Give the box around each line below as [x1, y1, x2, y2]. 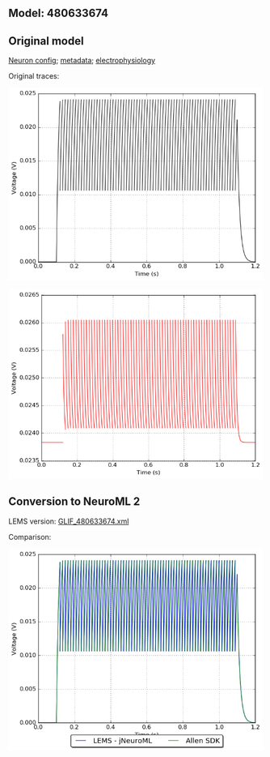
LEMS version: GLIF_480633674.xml [8, 516, 129, 526]
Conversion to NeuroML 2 [8, 494, 141, 509]
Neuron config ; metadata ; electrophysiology [8, 56, 156, 66]
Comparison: [8, 532, 52, 541]
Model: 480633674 [8, 6, 109, 20]
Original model [8, 34, 84, 48]
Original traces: [8, 71, 60, 81]
